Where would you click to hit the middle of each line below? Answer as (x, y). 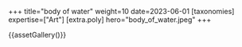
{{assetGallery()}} (37, 35)
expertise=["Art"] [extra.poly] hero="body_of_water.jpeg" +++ (110, 20)
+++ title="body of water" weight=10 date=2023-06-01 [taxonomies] (121, 11)
